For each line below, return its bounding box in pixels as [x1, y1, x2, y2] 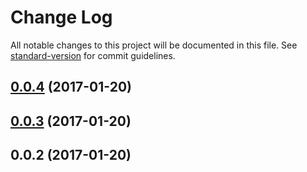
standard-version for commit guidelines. [10, 49, 176, 61]
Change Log [10, 6, 113, 29]
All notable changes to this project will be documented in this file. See [10, 39, 298, 51]
